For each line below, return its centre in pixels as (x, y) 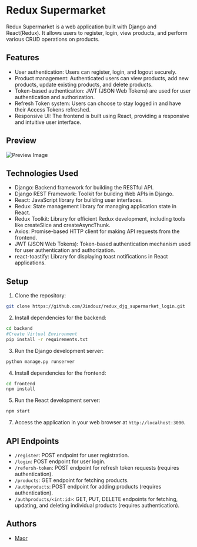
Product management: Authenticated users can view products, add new (102, 78)
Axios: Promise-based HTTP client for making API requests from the (97, 231)
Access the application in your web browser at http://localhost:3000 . (100, 422)
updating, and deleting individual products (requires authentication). (97, 505)
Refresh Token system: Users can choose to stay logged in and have (98, 103)
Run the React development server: (57, 400)
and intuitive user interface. (48, 122)
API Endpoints (33, 441)
